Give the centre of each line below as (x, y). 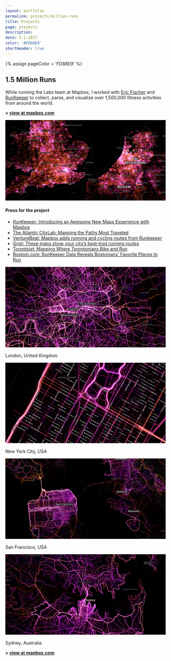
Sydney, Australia (24, 643)
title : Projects (22, 21)
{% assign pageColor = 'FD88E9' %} (44, 63)
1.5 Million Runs (31, 80)
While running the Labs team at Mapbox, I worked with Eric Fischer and (80, 92)
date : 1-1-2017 (21, 38)
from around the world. (30, 103)
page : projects (21, 27)
